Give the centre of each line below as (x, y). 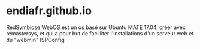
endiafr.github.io (49, 11)
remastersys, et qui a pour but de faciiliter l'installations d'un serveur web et (100, 33)
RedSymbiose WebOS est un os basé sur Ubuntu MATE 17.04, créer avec (96, 27)
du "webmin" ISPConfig (35, 40)
